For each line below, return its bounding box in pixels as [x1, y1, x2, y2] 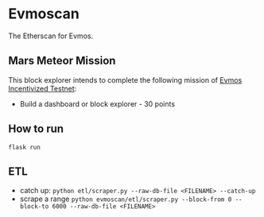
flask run [8, 143, 41, 151]
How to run [8, 122, 64, 136]
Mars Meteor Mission [8, 54, 116, 68]
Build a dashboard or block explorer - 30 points [19, 99, 176, 108]
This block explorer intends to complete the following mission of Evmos [8, 75, 243, 84]
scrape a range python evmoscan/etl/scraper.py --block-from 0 [19, 194, 232, 203]
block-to [19, 203, 49, 211]
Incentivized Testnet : [8, 83, 77, 93]
